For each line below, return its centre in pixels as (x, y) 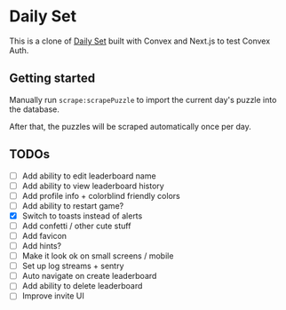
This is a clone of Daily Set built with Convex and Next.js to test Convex (140, 41)
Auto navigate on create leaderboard (89, 276)
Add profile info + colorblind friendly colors (101, 195)
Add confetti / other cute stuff (76, 226)
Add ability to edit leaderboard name (89, 176)
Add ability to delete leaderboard (82, 286)
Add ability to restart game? (73, 205)
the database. (35, 109)
